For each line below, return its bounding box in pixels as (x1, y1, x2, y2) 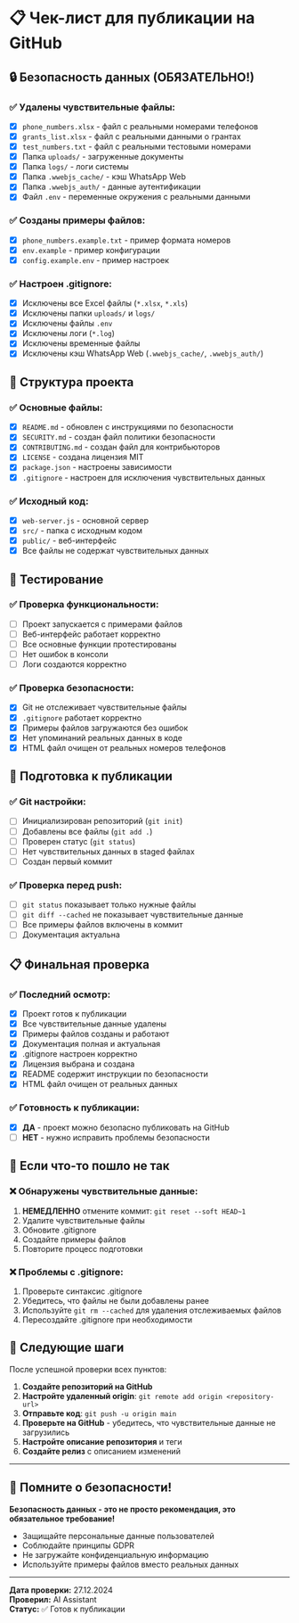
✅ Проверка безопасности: (9, 682, 135, 695)
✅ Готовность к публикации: (9, 1101, 140, 1114)
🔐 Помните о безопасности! (9, 1480, 172, 1495)
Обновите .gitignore (21, 1224, 97, 1235)
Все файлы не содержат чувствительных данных (21, 546, 209, 556)
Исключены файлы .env (21, 318, 113, 329)
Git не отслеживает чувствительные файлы (21, 702, 187, 713)
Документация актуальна (21, 929, 120, 940)
